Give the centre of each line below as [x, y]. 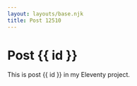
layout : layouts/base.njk [45, 14]
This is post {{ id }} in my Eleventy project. [69, 75]
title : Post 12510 [34, 20]
